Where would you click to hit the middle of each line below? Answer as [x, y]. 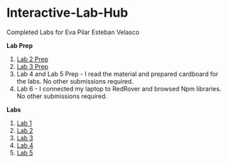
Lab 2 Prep [32, 59]
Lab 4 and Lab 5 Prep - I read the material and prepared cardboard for [117, 74]
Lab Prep [20, 45]
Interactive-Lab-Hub [67, 13]
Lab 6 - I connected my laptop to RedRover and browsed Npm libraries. [119, 88]
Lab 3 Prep [32, 66]
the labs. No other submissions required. [75, 81]
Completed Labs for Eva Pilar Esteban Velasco [73, 32]
